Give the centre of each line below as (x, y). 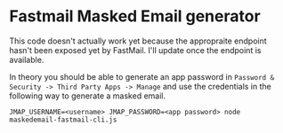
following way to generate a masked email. (88, 96)
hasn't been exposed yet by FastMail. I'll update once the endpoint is (135, 50)
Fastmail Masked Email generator (135, 16)
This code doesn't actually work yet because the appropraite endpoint (138, 41)
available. (27, 59)
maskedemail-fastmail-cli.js (63, 120)
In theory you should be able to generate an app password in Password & (142, 76)
